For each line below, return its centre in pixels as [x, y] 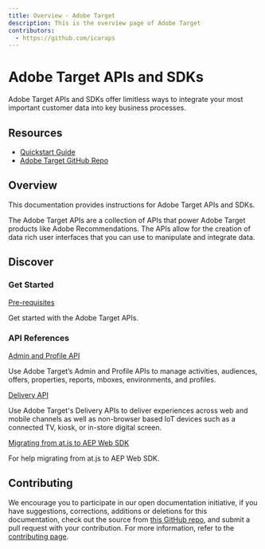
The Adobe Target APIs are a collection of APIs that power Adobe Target [127, 220]
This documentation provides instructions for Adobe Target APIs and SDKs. [132, 205]
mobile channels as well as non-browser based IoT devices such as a [122, 418]
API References [39, 338]
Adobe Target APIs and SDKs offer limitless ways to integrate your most [126, 100]
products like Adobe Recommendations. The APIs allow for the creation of [129, 229]
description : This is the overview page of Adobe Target [105, 23]
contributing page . [39, 536]
